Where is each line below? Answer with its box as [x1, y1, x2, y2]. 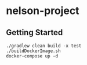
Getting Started [6, 28, 63, 37]
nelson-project [6, 4, 79, 18]
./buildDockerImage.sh [6, 48, 61, 54]
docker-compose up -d [6, 53, 59, 59]
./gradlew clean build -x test [6, 43, 82, 49]
